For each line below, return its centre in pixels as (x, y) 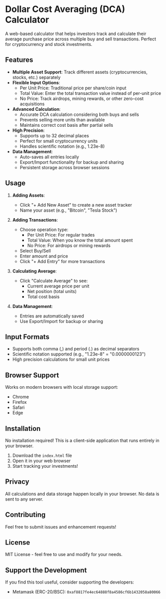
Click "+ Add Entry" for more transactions (62, 261)
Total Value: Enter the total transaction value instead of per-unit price (90, 93)
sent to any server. (24, 499)
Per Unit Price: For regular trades (61, 235)
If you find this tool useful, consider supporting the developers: (70, 582)
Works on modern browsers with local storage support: (62, 387)
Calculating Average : (35, 271)
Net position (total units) (52, 291)
